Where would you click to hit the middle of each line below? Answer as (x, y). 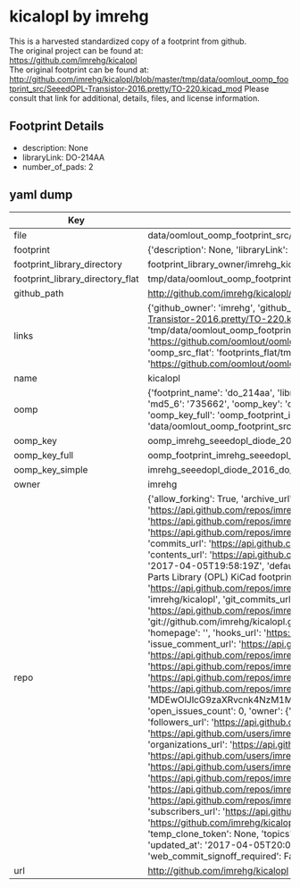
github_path (39, 293)
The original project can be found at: (76, 50)
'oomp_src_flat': (180, 352)
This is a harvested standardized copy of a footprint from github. (128, 41)
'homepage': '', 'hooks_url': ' (207, 632)
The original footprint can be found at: (79, 70)
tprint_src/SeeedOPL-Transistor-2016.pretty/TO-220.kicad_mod (126, 88)
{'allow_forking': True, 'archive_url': (221, 498)
